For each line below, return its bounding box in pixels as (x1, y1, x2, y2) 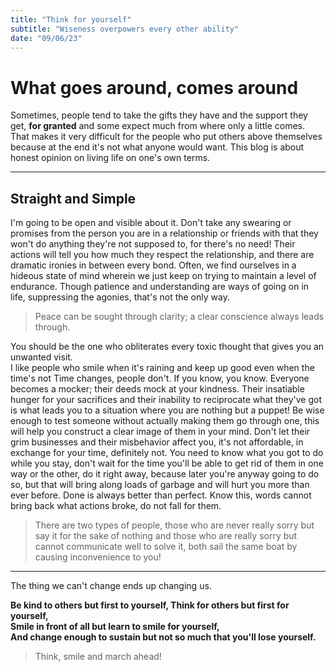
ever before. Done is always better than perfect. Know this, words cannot (10, 489, 312, 501)
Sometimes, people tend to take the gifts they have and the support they (10, 109, 308, 121)
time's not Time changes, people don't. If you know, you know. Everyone (10, 372, 310, 385)
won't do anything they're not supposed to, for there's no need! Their (10, 238, 296, 250)
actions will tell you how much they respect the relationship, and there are (10, 249, 315, 261)
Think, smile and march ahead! (34, 651, 162, 663)
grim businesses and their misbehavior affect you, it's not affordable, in (10, 436, 304, 448)
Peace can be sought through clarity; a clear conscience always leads (34, 311, 325, 323)
